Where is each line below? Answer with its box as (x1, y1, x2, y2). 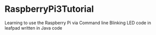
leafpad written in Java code (4, 25, 62, 31)
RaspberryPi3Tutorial (4, 3, 94, 15)
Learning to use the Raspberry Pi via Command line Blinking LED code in (4, 20, 152, 26)
